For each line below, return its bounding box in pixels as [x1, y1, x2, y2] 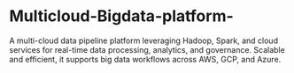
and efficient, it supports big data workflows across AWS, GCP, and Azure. [9, 54, 282, 64]
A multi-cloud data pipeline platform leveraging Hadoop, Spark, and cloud [9, 35, 279, 46]
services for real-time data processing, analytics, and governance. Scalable [9, 44, 285, 55]
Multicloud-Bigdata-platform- [9, 6, 235, 26]
